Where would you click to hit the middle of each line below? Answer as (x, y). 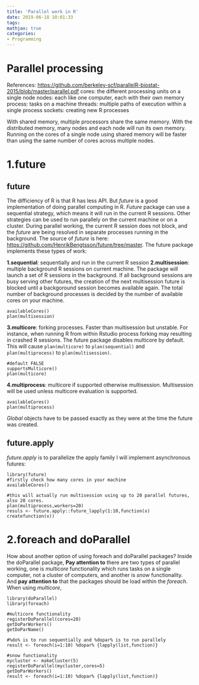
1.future (26, 165)
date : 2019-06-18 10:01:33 (40, 17)
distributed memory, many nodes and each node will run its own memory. (96, 128)
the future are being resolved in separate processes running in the (87, 232)
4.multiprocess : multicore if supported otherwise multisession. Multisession (100, 385)
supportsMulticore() (32, 368)
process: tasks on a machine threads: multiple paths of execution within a (97, 104)
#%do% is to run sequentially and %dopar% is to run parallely (86, 640)
